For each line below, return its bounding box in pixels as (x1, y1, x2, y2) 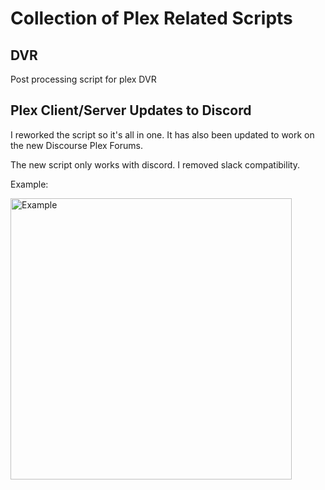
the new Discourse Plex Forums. (10, 139, 143, 151)
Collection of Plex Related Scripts (10, 7, 293, 30)
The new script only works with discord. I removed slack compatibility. (10, 158, 301, 171)
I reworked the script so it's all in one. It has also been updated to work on (10, 128, 315, 141)
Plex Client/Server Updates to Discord (10, 102, 252, 119)
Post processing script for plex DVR (10, 73, 157, 85)
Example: (10, 178, 49, 190)
